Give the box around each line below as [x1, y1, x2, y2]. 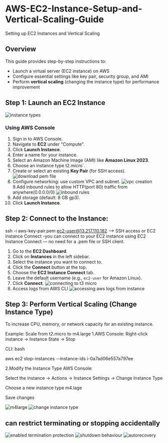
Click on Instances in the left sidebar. [12, 253, 90, 259]
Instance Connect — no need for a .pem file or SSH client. [5, 238, 125, 244]
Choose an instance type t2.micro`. [12, 162, 85, 168]
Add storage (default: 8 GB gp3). [12, 194, 80, 200]
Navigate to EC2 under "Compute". [12, 141, 85, 147]
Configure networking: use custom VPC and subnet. [12, 178, 120, 184]
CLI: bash [5, 346, 25, 352]
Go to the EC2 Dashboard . [12, 248, 68, 254]
